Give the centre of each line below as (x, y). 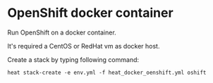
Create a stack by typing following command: (73, 59)
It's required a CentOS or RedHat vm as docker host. (84, 46)
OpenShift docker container (91, 13)
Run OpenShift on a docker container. (62, 32)
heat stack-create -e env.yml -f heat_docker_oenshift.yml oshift (107, 72)
